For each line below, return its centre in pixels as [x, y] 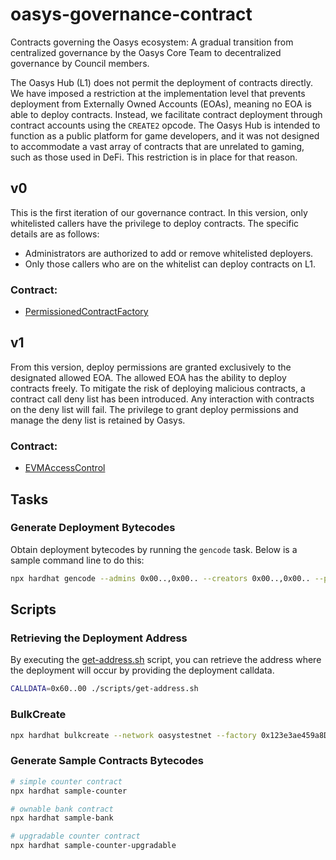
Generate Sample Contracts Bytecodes [107, 761]
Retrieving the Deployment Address [99, 638]
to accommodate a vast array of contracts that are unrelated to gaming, [157, 146]
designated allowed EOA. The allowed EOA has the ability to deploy [148, 377]
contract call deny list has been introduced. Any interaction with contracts [162, 399]
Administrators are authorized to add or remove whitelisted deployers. [169, 253]
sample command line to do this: [77, 560]
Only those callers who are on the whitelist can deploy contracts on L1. [170, 264]
